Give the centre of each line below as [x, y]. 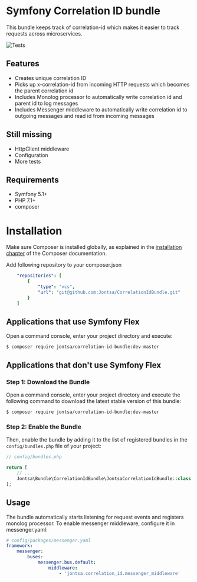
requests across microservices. [44, 33]
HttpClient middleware [42, 149]
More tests [28, 161]
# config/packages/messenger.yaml [49, 541]
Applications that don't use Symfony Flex [83, 365]
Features [23, 64]
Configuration [31, 155]
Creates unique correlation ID [50, 78]
